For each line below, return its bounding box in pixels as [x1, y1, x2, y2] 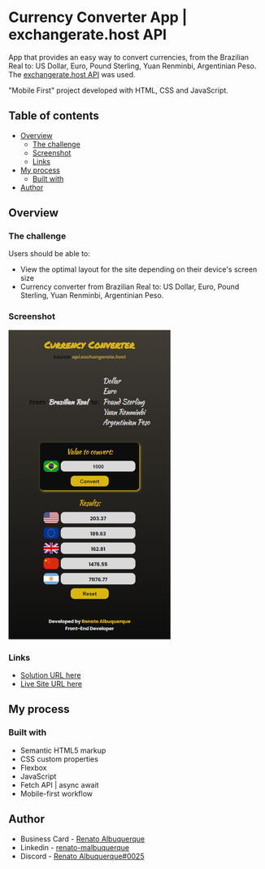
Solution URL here [20, 670, 81, 680]
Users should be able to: [8, 249, 91, 259]
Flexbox [20, 762, 47, 772]
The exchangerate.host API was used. [8, 69, 136, 79]
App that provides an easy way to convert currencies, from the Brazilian [8, 52, 250, 62]
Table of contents [8, 109, 99, 123]
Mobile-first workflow [20, 788, 93, 798]
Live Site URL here [20, 679, 83, 689]
